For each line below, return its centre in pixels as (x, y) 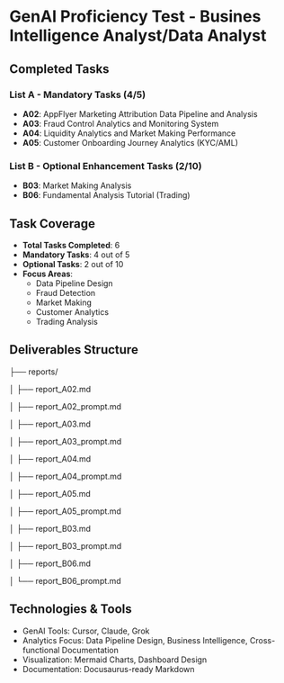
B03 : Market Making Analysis (77, 185)
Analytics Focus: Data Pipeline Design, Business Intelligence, (135, 640)
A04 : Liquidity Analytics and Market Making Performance (129, 133)
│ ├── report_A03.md (50, 424)
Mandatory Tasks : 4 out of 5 (76, 255)
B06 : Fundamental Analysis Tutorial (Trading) (106, 195)
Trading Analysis (67, 321)
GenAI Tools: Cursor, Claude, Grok (86, 631)
